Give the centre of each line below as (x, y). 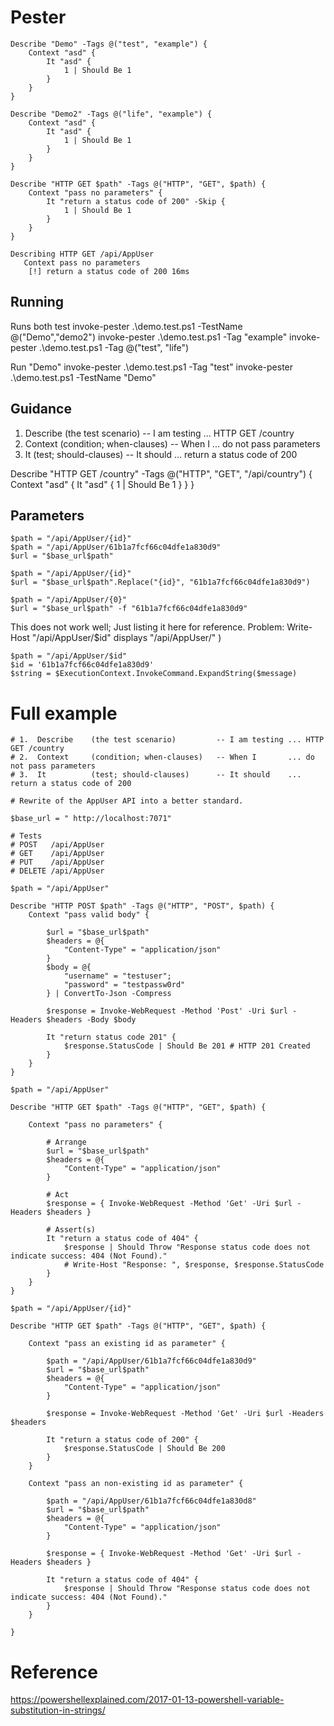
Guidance (41, 409)
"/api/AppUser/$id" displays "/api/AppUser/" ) (126, 638)
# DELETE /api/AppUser (57, 871)
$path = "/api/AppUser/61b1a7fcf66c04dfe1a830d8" (151, 1501)
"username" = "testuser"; (117, 976)
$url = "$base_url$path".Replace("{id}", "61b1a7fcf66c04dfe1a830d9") (160, 582)
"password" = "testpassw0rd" (124, 985)
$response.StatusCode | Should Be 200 (144, 1449)
